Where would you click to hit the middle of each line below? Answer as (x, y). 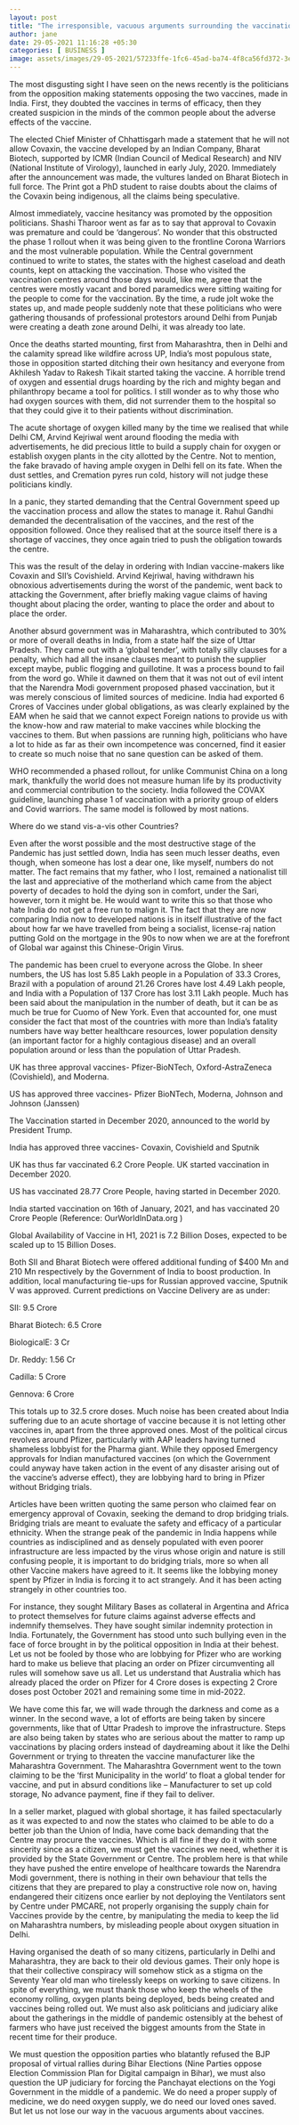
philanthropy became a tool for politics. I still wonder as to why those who (144, 391)
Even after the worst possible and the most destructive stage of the (133, 843)
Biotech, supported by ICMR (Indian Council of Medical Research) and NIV (145, 158)
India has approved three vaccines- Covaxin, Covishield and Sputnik (134, 1147)
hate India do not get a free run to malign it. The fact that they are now (138, 910)
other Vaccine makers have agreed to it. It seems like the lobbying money (144, 1570)
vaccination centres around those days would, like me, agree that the (136, 280)
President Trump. (41, 1130)
